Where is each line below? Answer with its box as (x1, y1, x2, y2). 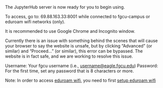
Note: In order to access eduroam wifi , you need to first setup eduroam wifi (5, 78, 156, 83)
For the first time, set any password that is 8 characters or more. (5, 68, 134, 74)
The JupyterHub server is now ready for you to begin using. (5, 4, 125, 10)
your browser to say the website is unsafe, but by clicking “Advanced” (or (5, 43, 152, 48)
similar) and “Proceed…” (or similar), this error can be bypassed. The (5, 48, 143, 54)
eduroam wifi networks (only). (5, 19, 66, 24)
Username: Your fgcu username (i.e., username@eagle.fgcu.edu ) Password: (5, 63, 158, 68)
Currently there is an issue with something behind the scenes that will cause (5, 38, 158, 44)
